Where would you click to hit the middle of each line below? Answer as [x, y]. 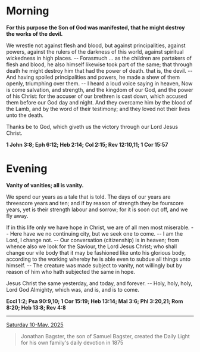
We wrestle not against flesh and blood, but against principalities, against [96, 45]
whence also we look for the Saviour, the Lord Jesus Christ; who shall [92, 246]
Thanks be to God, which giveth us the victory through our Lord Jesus [92, 126]
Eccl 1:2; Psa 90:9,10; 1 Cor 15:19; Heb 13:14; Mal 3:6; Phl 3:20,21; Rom [95, 301]
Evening [27, 169]
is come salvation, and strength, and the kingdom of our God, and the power [100, 89]
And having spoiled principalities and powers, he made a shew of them [93, 77]
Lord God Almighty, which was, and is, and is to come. [73, 289]
